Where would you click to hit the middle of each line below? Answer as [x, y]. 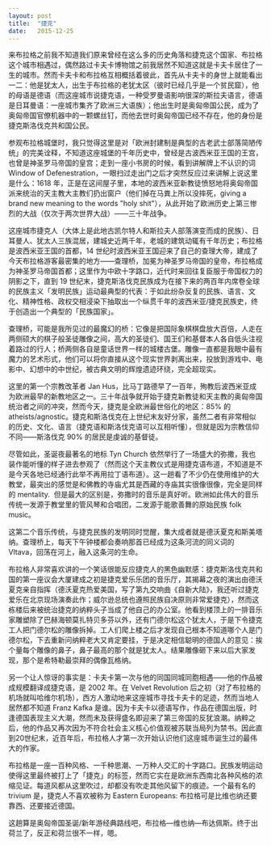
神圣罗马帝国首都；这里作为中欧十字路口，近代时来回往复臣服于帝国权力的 [139, 271]
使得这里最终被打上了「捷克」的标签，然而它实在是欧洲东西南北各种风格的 [132, 775]
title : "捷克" [33, 23]
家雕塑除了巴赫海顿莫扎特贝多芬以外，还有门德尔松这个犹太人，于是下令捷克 [135, 620]
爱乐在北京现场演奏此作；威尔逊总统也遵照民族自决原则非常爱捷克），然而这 [134, 600]
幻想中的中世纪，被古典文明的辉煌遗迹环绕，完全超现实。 [125, 370]
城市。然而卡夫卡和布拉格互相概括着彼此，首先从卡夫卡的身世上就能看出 [142, 75]
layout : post [30, 16]
